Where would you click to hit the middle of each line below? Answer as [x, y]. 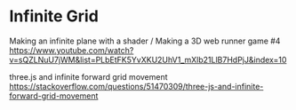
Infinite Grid [54, 16]
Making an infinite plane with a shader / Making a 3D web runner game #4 [145, 41]
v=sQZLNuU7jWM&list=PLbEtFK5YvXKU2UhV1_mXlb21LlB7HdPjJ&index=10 [148, 59]
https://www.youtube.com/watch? [72, 50]
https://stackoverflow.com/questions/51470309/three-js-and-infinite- [136, 86]
